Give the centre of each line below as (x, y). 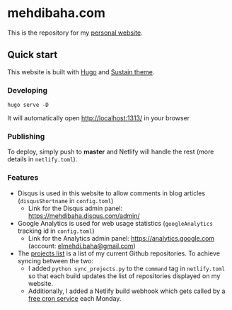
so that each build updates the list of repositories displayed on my (124, 276)
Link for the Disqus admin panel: (75, 208)
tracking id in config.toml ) (56, 231)
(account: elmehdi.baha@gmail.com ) (82, 246)
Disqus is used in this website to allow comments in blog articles (111, 193)
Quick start (33, 55)
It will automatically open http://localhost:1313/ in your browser (98, 118)
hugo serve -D (28, 105)
